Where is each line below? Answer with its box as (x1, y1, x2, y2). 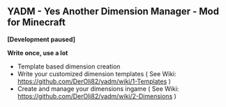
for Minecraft (7, 17, 66, 29)
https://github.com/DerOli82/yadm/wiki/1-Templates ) (17, 77, 171, 85)
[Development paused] (7, 35, 75, 43)
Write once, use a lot (7, 48, 68, 57)
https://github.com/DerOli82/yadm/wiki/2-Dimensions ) (17, 92, 176, 100)
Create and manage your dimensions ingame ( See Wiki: (17, 84, 179, 93)
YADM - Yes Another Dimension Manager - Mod (7, 6, 220, 17)
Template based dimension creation (17, 62, 121, 71)
